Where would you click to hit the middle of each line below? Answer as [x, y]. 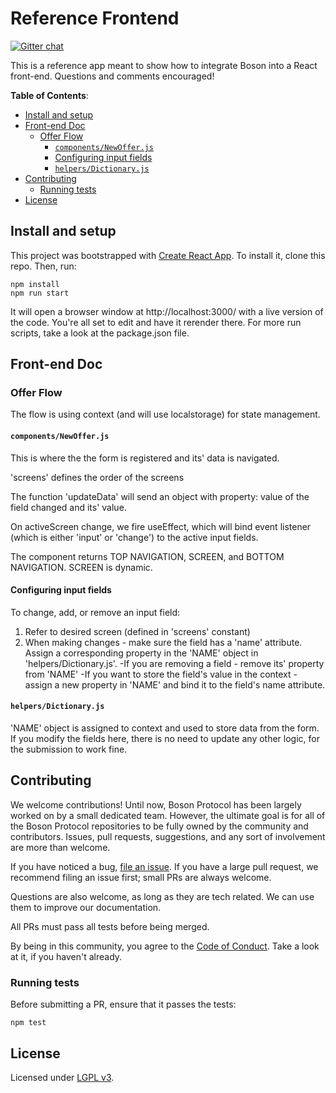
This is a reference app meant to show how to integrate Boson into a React [164, 65]
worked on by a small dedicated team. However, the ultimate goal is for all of [168, 815]
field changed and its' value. [68, 507]
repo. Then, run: [43, 266]
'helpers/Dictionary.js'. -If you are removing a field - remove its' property [174, 663]
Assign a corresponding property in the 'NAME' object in [141, 653]
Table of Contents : [49, 95]
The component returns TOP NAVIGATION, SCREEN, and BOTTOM [147, 556]
